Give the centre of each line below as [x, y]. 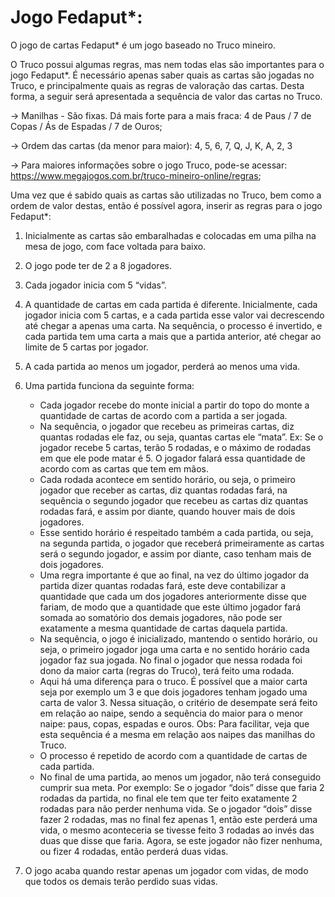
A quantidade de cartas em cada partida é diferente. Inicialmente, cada [171, 304]
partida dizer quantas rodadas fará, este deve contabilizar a [163, 585]
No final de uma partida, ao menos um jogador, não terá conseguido [180, 777]
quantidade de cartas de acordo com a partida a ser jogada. [163, 415]
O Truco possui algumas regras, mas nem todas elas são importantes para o [167, 64]
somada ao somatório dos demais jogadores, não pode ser [161, 617]
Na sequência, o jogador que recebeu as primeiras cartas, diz [167, 426]
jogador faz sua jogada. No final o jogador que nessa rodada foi [171, 660]
